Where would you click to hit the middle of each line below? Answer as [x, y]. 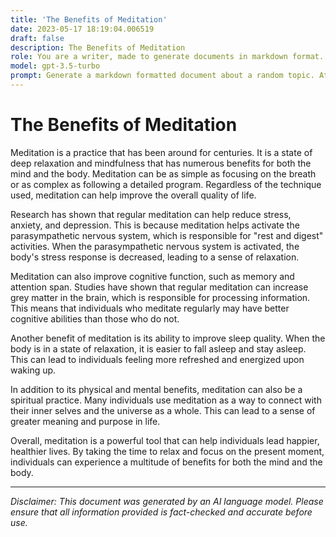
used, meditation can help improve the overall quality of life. [133, 195]
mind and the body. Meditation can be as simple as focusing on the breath [163, 173]
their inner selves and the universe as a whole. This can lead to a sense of [163, 410]
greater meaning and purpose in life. [85, 421]
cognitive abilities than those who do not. [95, 318]
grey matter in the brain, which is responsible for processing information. [160, 297]
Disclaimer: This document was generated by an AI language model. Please [167, 501]
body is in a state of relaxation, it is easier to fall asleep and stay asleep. [158, 348]
